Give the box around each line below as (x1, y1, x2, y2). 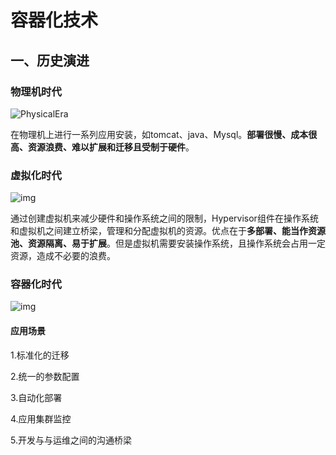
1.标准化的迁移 (10, 349, 70, 361)
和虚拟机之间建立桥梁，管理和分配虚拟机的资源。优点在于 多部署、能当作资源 (10, 225, 326, 237)
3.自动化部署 (10, 391, 63, 403)
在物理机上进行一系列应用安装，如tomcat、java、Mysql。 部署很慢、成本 (10, 128, 309, 140)
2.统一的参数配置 (10, 370, 80, 382)
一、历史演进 (10, 52, 90, 69)
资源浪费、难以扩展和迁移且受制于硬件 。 (27, 141, 195, 153)
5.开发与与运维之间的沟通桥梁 (10, 434, 132, 446)
